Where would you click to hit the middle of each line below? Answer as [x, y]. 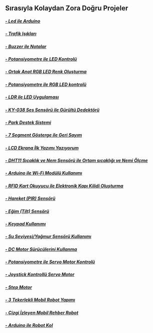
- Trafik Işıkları [21, 34]
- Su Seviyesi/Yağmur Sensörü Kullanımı [48, 237]
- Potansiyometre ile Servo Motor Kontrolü [50, 262]
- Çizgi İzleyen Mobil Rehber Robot [42, 312]
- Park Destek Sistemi [28, 122]
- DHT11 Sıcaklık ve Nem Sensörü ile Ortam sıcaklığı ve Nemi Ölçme [77, 161]
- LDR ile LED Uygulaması [32, 97]
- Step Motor [19, 287]
